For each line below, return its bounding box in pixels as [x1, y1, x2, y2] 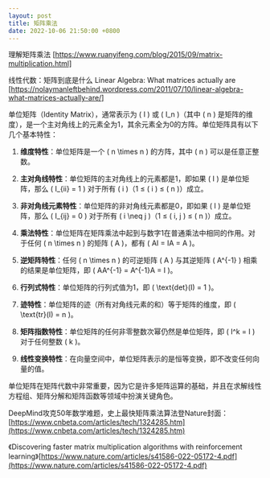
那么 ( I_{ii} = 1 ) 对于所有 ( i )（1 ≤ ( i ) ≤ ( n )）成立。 [34, 184, 208, 194]
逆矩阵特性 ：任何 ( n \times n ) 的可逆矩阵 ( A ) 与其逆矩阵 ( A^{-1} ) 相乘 [19, 255, 258, 266]
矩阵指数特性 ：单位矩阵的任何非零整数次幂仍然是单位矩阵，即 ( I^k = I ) [19, 327, 256, 336]
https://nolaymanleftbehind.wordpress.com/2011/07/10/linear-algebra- [10, 84, 243, 94]
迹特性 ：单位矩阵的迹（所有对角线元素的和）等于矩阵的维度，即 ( [19, 299, 236, 310]
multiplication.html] [8, 59, 72, 68]
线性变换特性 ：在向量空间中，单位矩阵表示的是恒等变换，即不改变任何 [19, 354, 253, 364]
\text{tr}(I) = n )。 [19, 310, 78, 319]
